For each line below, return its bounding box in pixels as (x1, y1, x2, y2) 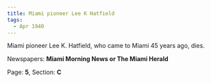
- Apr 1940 (13, 23, 45, 29)
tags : (7, 16, 23, 23)
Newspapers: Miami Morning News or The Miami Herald (7, 55, 169, 63)
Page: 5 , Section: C (7, 68, 62, 76)
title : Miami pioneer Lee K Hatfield (7, 10, 115, 17)
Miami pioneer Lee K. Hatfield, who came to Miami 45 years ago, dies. (7, 42, 206, 50)
